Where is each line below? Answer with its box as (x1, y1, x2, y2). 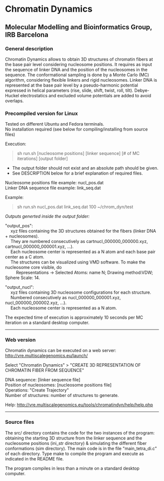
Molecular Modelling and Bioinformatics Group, (5, 23, 152, 31)
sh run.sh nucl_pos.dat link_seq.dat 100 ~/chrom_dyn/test (17, 204, 133, 210)
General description (5, 45, 54, 52)
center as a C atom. (5, 254, 45, 260)
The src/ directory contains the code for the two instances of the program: (5, 430, 155, 436)
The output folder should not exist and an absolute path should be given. (12, 165, 159, 171)
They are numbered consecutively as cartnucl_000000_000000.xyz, (10, 239, 148, 244)
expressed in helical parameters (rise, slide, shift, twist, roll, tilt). (5, 87, 133, 93)
